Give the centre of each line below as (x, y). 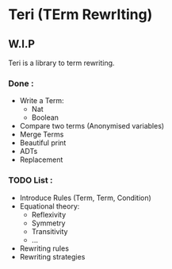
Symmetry (48, 223)
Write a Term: (42, 101)
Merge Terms (42, 134)
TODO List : (31, 180)
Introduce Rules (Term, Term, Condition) (86, 198)
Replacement (41, 159)
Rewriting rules (44, 248)
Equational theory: (50, 206)
